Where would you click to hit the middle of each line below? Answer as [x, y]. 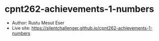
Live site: [21, 28]
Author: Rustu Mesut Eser [38, 23]
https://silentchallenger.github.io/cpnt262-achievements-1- [92, 28]
